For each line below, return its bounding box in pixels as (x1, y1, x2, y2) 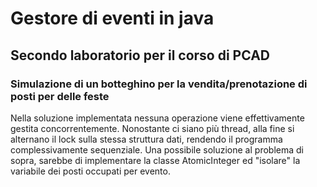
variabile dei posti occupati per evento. (10, 165, 171, 177)
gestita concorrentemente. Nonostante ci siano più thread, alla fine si (10, 122, 295, 134)
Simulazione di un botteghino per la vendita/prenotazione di (10, 77, 308, 91)
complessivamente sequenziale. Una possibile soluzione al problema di (10, 143, 304, 156)
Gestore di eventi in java (10, 7, 215, 30)
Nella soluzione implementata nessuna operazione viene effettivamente (10, 112, 305, 124)
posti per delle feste (10, 89, 110, 103)
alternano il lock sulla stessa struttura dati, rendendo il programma (10, 133, 283, 145)
